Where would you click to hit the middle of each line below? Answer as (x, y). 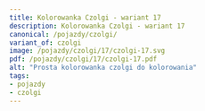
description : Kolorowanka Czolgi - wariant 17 (97, 26)
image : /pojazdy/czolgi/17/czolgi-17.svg (87, 51)
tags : (19, 76)
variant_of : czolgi (45, 43)
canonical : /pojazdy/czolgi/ (63, 34)
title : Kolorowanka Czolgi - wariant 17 (86, 17)
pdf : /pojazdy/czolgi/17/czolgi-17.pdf (83, 59)
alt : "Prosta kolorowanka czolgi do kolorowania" (103, 68)
